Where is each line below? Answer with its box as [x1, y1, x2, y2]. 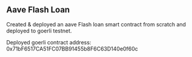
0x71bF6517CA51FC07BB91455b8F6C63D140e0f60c [6, 45, 138, 52]
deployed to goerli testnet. [6, 27, 72, 34]
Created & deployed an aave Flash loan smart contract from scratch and [6, 20, 187, 28]
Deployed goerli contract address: [6, 38, 91, 46]
